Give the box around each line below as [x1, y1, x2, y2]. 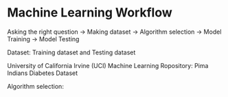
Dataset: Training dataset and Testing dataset [7, 48, 136, 56]
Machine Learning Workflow [7, 5, 173, 21]
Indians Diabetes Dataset [7, 69, 78, 77]
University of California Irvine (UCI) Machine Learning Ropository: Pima [7, 61, 209, 69]
